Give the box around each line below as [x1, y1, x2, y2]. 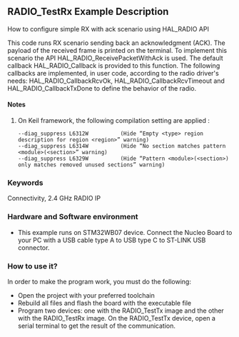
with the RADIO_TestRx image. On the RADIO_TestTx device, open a [17, 313, 216, 322]
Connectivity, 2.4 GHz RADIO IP [7, 194, 101, 203]
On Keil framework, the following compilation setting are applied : [17, 116, 210, 125]
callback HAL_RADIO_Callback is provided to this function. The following [7, 61, 220, 70]
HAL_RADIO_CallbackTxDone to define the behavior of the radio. [7, 84, 197, 92]
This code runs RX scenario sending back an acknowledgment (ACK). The [7, 39, 226, 47]
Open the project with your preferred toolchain [17, 291, 155, 299]
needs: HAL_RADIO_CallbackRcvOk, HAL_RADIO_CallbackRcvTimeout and [7, 76, 225, 85]
